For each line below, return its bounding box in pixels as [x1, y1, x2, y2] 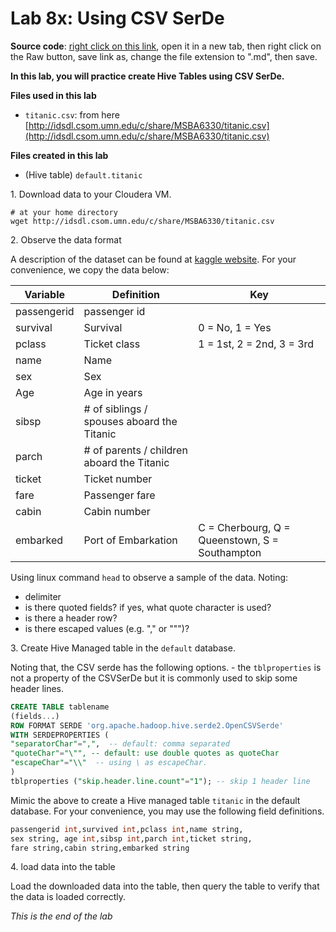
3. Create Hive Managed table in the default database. [10, 642, 236, 654]
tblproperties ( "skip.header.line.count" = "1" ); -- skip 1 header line [10, 776, 311, 786]
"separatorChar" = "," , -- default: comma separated [10, 739, 230, 749]
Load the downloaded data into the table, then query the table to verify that [10, 880, 320, 892]
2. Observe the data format [10, 233, 122, 246]
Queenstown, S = [198, 533, 279, 547]
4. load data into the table [10, 861, 116, 873]
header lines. [10, 682, 65, 694]
